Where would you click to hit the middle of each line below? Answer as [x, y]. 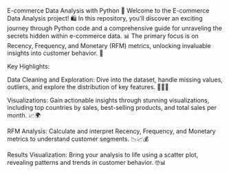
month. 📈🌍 [24, 115]
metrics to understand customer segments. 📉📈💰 [78, 139]
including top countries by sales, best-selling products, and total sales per [112, 107]
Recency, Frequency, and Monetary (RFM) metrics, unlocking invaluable [109, 46]
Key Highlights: [29, 66]
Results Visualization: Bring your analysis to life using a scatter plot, [103, 155]
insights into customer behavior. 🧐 [55, 53]
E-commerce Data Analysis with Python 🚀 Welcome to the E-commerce [108, 11]
